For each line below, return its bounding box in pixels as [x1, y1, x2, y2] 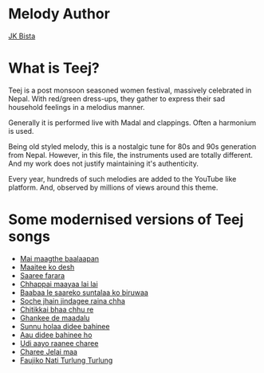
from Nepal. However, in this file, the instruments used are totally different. [8, 150, 254, 159]
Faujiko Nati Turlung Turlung [19, 355, 113, 365]
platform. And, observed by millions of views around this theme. [8, 183, 219, 192]
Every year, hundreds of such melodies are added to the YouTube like [8, 174, 237, 183]
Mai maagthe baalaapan [19, 253, 100, 263]
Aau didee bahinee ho [19, 330, 93, 340]
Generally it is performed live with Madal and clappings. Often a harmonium [8, 117, 257, 128]
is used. [8, 126, 34, 135]
